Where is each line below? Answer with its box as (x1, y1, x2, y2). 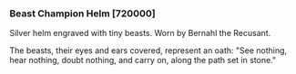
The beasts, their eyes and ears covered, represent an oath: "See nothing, (9, 45, 288, 56)
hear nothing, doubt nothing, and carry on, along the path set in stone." (9, 55, 277, 66)
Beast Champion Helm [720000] (9, 7, 157, 20)
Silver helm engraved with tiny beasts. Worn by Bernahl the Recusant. (9, 28, 271, 39)
